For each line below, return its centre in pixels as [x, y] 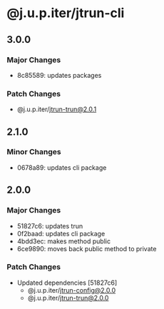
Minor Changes [34, 152]
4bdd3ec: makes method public [64, 241]
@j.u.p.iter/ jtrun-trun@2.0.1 [57, 109]
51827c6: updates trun [50, 226]
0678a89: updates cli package [62, 167]
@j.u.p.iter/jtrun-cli [66, 13]
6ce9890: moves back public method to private [87, 248]
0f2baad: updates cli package [61, 233]
